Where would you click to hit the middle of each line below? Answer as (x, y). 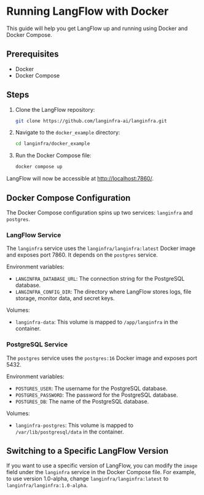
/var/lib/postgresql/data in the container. (69, 432)
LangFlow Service (34, 235)
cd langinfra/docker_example (53, 144)
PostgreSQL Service (37, 345)
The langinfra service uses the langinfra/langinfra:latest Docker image (101, 248)
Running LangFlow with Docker (88, 11)
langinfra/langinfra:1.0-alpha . (47, 485)
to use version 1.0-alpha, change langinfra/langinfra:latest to (88, 479)
